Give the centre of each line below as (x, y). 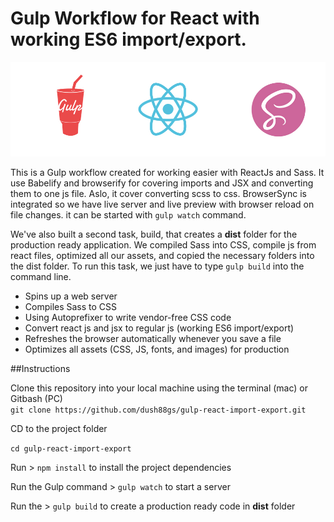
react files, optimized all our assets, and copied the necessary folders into (162, 256)
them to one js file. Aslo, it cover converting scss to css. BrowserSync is (158, 194)
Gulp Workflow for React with (135, 18)
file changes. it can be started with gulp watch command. (128, 215)
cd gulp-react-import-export (71, 449)
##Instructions (40, 369)
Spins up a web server (71, 296)
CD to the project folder (59, 429)
